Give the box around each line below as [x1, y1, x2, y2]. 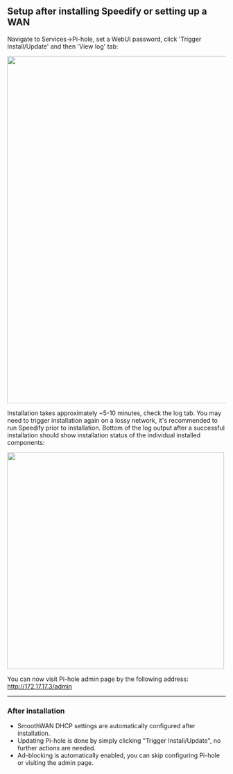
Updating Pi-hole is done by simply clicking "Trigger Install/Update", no [17, 737, 221, 745]
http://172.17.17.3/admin [7, 682, 73, 690]
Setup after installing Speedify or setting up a [7, 6, 207, 17]
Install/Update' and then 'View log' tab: [7, 42, 119, 51]
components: [7, 438, 45, 446]
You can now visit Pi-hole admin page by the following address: [7, 675, 189, 683]
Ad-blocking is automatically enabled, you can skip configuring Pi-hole [17, 751, 221, 759]
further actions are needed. [17, 744, 96, 752]
